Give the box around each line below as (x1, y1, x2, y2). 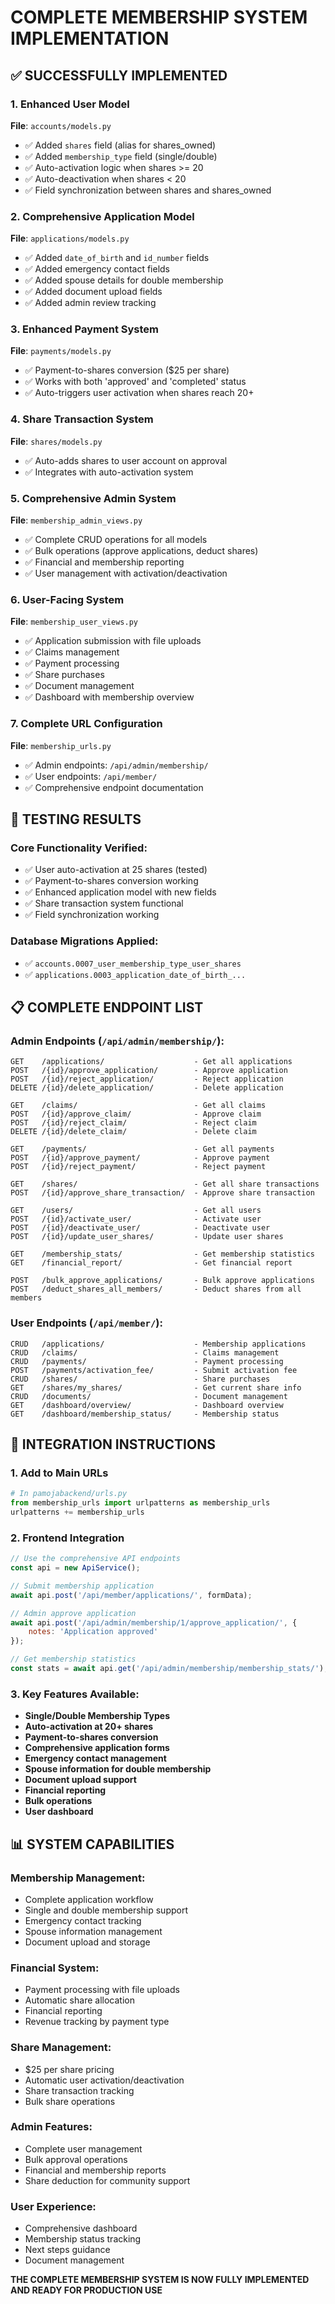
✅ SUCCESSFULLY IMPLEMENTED (10, 67, 228, 84)
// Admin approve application (10, 1608, 137, 1618)
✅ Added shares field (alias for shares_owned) (24, 139, 217, 151)
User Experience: (10, 2199, 97, 2213)
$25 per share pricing (24, 2063, 115, 2075)
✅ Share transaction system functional (24, 897, 184, 910)
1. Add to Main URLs (10, 1466, 109, 1480)
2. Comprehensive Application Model (10, 209, 195, 223)
